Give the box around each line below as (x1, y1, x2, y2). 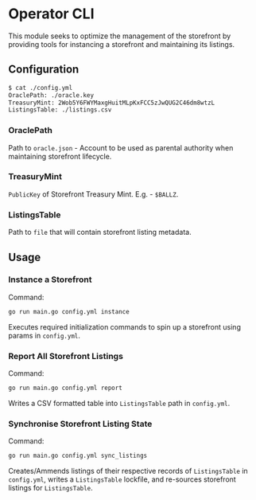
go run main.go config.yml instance (8, 307, 130, 315)
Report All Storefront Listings (8, 350, 123, 361)
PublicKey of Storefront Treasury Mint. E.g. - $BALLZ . (8, 189, 179, 199)
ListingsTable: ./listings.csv (8, 106, 112, 114)
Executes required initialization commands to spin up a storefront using (8, 322, 241, 331)
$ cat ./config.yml (8, 84, 73, 92)
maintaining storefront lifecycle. (8, 151, 112, 161)
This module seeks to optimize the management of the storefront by (8, 31, 231, 41)
